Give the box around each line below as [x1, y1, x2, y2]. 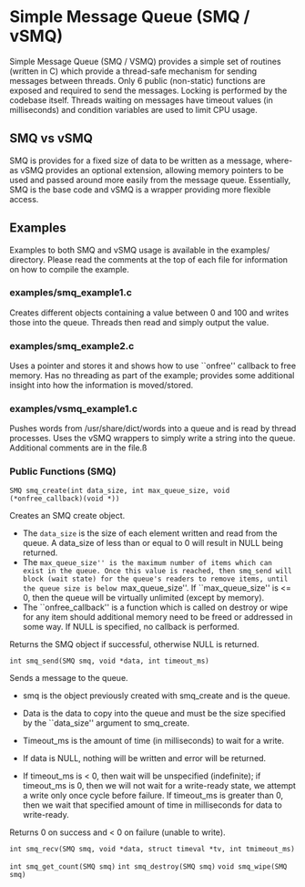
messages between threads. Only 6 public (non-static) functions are [9, 75, 266, 86]
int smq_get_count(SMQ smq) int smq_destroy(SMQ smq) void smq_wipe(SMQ [9, 861, 288, 872]
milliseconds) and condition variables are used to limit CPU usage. [9, 104, 258, 115]
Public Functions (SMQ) [9, 465, 117, 478]
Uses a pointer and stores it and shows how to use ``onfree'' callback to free [9, 360, 297, 371]
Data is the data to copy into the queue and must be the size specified [22, 707, 286, 718]
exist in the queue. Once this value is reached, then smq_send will [22, 566, 293, 575]
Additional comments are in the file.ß [9, 442, 147, 453]
